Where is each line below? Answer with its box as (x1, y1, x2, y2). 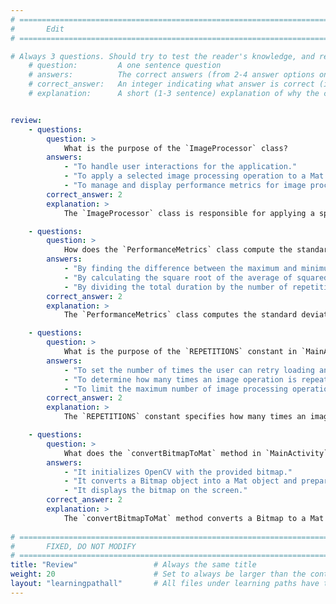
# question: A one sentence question (28, 61, 222, 71)
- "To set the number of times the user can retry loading (63, 365, 315, 375)
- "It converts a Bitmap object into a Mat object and (63, 476, 298, 486)
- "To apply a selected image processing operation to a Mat (63, 171, 325, 181)
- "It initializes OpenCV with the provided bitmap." (63, 467, 293, 477)
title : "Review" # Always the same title (10, 560, 257, 570)
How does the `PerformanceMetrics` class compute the (63, 245, 293, 255)
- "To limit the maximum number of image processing (63, 384, 288, 394)
